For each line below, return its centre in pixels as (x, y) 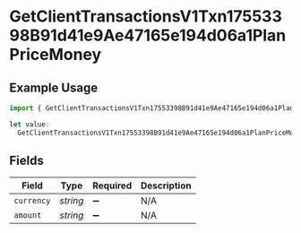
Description (166, 186)
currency (32, 201)
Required (112, 186)
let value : (30, 124)
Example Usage (54, 87)
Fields (27, 161)
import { (26, 108)
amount (28, 216)
